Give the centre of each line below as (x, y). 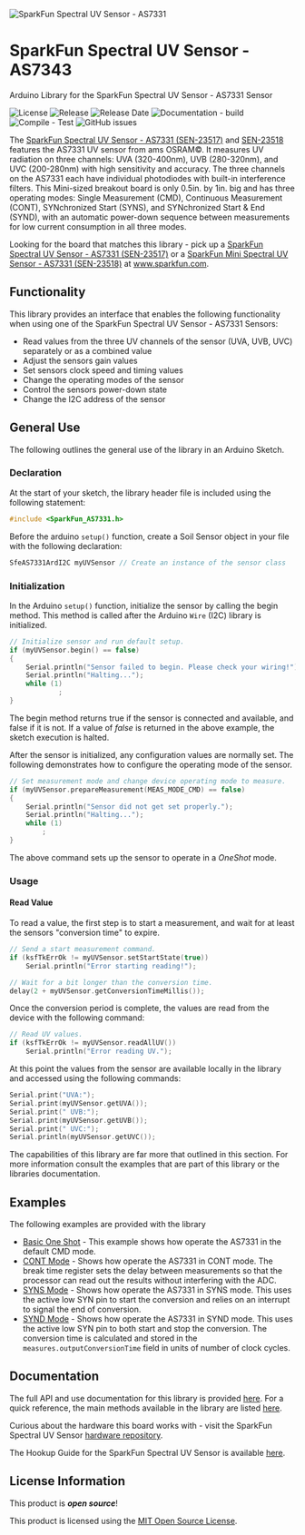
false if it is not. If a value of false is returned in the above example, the (142, 727)
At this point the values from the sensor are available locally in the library (145, 1069)
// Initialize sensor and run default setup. (97, 641)
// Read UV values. (46, 1035)
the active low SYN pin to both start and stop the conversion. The (145, 1329)
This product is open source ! (64, 1503)
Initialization (37, 585)
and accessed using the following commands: (95, 1078)
